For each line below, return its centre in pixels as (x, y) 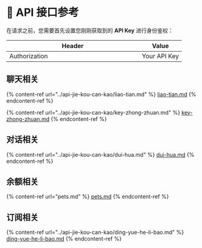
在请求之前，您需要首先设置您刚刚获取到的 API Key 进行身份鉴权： (90, 30)
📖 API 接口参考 (43, 12)
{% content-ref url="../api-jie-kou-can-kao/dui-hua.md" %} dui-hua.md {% (100, 154)
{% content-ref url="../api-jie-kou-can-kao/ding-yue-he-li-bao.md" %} (95, 232)
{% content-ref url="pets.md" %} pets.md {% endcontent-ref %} (88, 197)
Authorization (29, 56)
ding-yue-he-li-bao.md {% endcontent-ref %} (64, 239)
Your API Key (161, 56)
